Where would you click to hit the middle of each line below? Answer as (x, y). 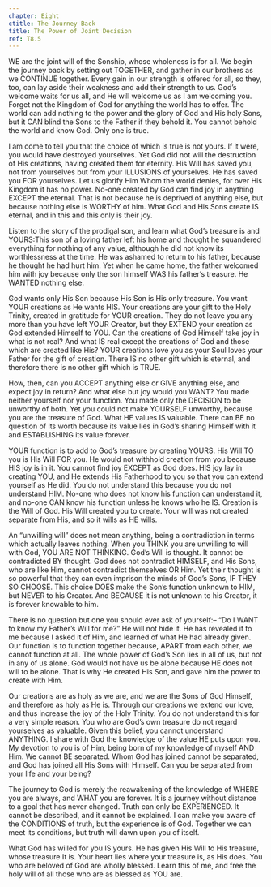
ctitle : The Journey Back (52, 24)
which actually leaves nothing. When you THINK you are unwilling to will (129, 544)
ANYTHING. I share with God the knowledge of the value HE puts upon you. (134, 739)
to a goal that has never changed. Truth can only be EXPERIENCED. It (124, 807)
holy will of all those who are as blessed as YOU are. (96, 874)
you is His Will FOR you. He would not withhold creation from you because (132, 459)
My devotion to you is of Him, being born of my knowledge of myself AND (131, 748)
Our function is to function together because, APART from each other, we (131, 646)
